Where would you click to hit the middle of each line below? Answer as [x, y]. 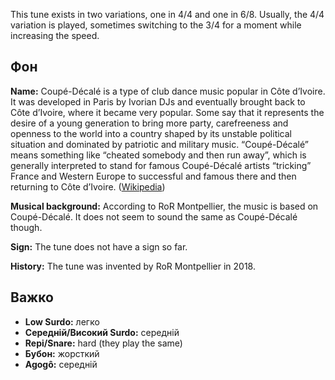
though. [26, 227]
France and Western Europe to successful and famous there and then [153, 176]
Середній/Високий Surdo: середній [102, 332]
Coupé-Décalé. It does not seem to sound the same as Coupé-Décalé [154, 216]
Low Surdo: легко [62, 321]
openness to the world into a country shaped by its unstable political [151, 133]
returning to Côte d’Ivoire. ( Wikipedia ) [88, 186]
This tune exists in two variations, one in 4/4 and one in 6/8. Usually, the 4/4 [167, 14]
